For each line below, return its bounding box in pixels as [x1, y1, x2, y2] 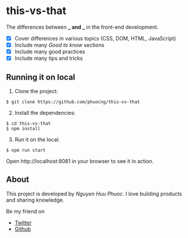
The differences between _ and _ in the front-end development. [6, 23, 159, 30]
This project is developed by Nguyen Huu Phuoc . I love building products [6, 190, 183, 197]
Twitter [14, 219, 32, 226]
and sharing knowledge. [6, 196, 64, 203]
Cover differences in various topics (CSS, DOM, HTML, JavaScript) [14, 35, 176, 42]
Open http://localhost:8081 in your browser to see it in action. [6, 158, 154, 165]
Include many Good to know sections [14, 42, 104, 48]
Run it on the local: [14, 136, 60, 143]
